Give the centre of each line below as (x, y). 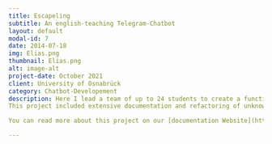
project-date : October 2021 (56, 76)
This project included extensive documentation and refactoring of (125, 106)
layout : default (36, 31)
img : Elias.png (34, 53)
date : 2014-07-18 (38, 46)
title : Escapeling (39, 16)
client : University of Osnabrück (65, 83)
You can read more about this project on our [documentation (114, 121)
